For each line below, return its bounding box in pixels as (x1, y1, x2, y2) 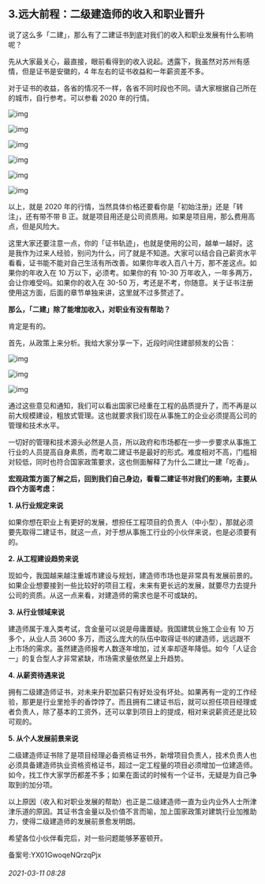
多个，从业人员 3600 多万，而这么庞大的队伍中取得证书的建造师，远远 (8, 634, 237, 643)
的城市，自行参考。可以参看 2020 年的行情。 (8, 93, 154, 103)
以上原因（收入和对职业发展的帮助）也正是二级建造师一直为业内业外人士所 (8, 796, 250, 806)
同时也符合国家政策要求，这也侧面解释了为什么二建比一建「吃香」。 (35, 457, 254, 466)
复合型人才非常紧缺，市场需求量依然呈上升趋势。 (28, 653, 188, 663)
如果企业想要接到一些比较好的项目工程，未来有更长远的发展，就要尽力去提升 (8, 580, 257, 590)
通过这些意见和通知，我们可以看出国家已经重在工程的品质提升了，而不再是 (8, 401, 250, 410)
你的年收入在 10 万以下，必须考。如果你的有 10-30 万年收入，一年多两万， (14, 268, 256, 277)
